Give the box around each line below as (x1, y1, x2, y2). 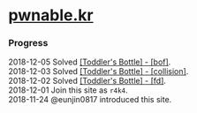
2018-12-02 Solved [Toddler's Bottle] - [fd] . (8, 76, 167, 87)
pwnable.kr (8, 5, 94, 26)
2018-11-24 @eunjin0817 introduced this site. (8, 94, 172, 105)
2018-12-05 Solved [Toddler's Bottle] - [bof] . (8, 56, 171, 67)
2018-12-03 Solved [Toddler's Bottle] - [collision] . (8, 66, 189, 77)
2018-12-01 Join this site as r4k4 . (8, 85, 129, 95)
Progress (8, 37, 49, 49)
